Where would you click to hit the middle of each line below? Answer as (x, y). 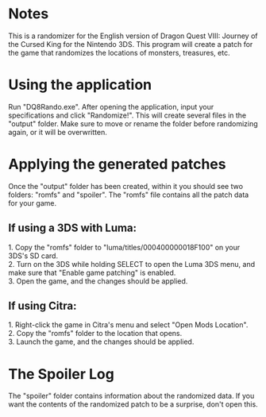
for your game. (33, 203)
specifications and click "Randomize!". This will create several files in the (127, 115)
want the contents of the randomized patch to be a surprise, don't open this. (133, 404)
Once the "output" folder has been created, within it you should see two (126, 186)
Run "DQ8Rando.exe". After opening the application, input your (111, 106)
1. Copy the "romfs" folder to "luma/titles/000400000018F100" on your (124, 247)
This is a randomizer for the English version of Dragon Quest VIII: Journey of (133, 36)
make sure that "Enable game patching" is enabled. (92, 272)
